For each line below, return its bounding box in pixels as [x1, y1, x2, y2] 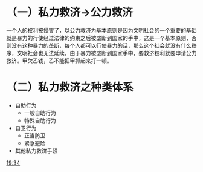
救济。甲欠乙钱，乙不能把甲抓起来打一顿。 [6, 57, 112, 64]
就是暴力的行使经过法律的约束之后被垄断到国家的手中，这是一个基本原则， [6, 34, 192, 41]
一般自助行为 [24, 109, 56, 116]
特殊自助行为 [24, 116, 56, 124]
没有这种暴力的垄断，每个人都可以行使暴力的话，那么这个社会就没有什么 [11, 42, 192, 49]
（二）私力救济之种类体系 [6, 81, 134, 94]
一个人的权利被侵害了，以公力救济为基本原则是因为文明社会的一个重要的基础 [6, 27, 197, 34]
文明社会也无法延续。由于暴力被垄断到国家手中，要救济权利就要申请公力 [16, 49, 197, 56]
